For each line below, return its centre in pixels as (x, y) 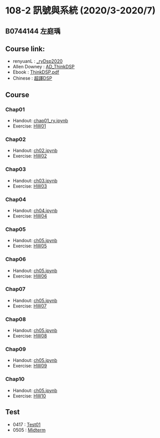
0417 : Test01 (27, 424)
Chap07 (15, 289)
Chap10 (15, 379)
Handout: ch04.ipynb (35, 210)
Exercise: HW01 (29, 126)
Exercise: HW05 (30, 246)
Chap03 (16, 169)
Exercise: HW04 (30, 216)
